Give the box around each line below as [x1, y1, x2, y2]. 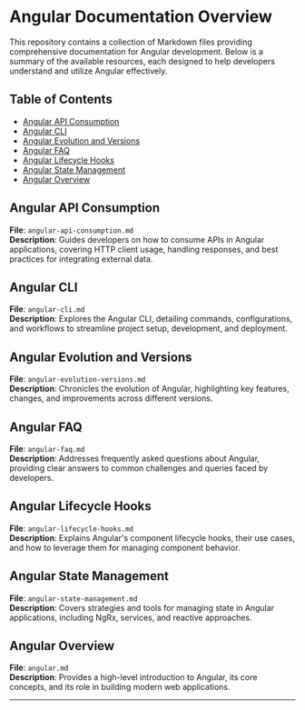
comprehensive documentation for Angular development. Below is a [9, 45, 263, 56]
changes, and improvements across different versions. [9, 393, 213, 404]
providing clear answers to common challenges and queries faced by [9, 463, 269, 474]
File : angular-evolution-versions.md [9, 374, 146, 385]
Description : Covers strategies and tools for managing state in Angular [9, 602, 275, 613]
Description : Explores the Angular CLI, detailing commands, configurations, [9, 314, 293, 325]
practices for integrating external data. [9, 253, 153, 265]
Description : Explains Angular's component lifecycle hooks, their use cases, [9, 532, 295, 543]
